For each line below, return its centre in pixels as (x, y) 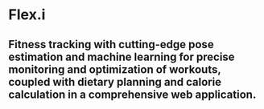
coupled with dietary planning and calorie (115, 82)
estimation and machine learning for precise (122, 57)
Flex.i (27, 15)
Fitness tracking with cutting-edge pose (111, 44)
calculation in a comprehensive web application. (132, 94)
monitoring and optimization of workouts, (115, 69)
